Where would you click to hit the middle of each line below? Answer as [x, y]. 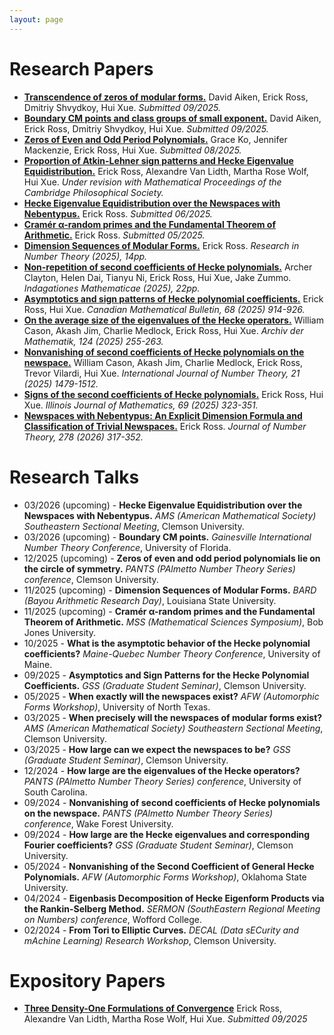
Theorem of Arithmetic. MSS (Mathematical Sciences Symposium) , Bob [173, 622]
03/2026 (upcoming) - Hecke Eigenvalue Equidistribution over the [163, 505]
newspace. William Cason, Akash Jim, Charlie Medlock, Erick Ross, [163, 362]
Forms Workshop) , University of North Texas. [117, 707]
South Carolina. [55, 792]
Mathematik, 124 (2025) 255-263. [93, 341]
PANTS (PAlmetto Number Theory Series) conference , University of [162, 781]
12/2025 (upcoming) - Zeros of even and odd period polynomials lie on [172, 558]
